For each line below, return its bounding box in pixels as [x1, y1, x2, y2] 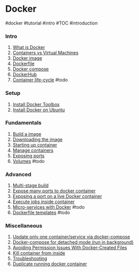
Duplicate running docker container [12, 261, 88, 267]
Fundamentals [5, 119, 42, 127]
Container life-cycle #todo [12, 77, 68, 83]
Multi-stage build [12, 182, 49, 189]
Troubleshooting [12, 256, 47, 262]
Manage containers [12, 147, 53, 153]
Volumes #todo [12, 158, 45, 164]
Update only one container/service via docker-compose [12, 234, 130, 240]
